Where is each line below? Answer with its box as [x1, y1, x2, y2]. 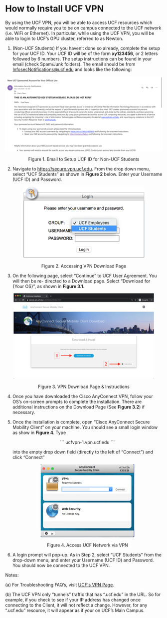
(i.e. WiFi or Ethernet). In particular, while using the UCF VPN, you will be [5, 30, 155, 36]
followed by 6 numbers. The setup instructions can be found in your [12, 55, 152, 61]
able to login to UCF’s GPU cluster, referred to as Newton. [5, 35, 124, 41]
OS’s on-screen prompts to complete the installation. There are [12, 398, 142, 404]
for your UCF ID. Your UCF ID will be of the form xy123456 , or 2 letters [12, 50, 158, 56]
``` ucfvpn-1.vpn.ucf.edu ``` [60, 439, 115, 445]
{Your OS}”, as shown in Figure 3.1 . [12, 283, 85, 289]
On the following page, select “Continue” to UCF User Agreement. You [12, 272, 157, 278]
